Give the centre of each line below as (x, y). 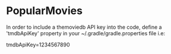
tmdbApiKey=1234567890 (38, 45)
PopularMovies (45, 11)
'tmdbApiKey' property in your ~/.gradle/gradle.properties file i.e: (85, 33)
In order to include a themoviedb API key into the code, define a (84, 27)
